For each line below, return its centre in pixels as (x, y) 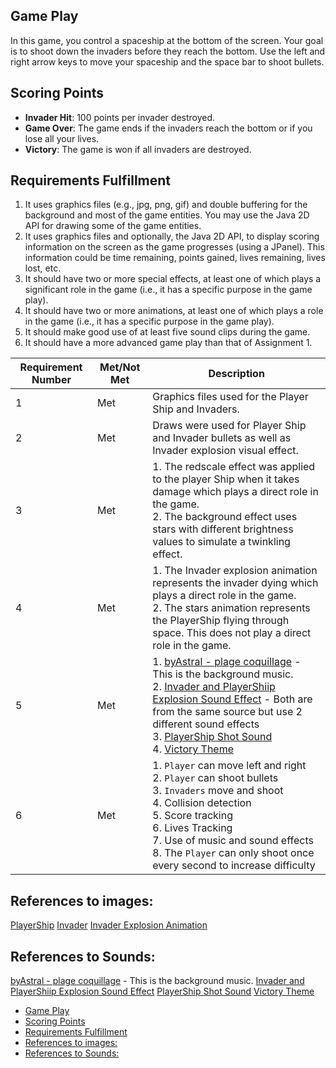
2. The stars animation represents (231, 608)
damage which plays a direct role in (235, 492)
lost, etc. (43, 268)
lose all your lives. (62, 138)
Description (236, 374)
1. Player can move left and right (229, 766)
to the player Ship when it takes (226, 479)
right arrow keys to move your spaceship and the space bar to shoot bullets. (167, 61)
